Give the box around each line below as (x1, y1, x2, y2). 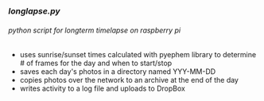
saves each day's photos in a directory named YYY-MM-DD (19, 67, 216, 76)
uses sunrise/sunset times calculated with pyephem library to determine (19, 50, 257, 60)
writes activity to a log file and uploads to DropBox (19, 84, 185, 93)
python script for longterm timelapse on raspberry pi (8, 25, 181, 35)
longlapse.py (8, 6, 61, 17)
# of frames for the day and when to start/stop (19, 58, 173, 68)
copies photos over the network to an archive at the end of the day (19, 76, 239, 85)
